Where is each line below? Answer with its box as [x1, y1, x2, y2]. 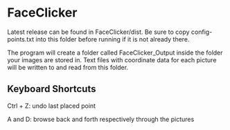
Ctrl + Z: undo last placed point [7, 102, 96, 110]
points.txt [7, 35, 35, 43]
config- [191, 28, 213, 36]
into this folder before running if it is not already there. [35, 35, 190, 43]
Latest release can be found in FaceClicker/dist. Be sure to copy [7, 28, 190, 36]
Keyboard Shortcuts [7, 83, 96, 95]
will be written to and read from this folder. [7, 63, 129, 71]
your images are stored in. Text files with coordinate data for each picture [7, 55, 217, 64]
